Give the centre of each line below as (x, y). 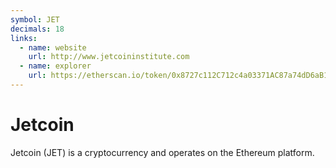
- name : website (53, 47)
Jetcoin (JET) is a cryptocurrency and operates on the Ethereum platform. (162, 152)
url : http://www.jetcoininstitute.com (109, 57)
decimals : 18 (37, 29)
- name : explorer (55, 66)
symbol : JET (35, 19)
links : (24, 38)
